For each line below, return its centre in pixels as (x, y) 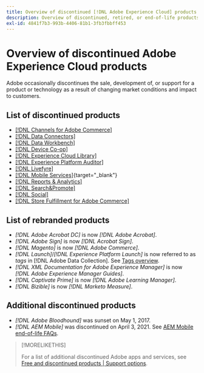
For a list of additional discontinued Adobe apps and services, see (104, 357)
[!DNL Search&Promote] (45, 188)
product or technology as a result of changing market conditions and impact (102, 89)
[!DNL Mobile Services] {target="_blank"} (66, 175)
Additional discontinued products (71, 306)
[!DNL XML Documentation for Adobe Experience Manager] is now (99, 267)
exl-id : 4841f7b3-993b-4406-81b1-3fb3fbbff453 (66, 23)
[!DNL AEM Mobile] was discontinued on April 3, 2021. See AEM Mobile (104, 327)
